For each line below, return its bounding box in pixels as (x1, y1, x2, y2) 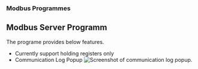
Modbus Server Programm (6, 23, 107, 33)
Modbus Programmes (6, 4, 71, 12)
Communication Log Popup (14, 56, 83, 63)
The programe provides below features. (6, 38, 104, 45)
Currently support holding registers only (14, 49, 114, 57)
